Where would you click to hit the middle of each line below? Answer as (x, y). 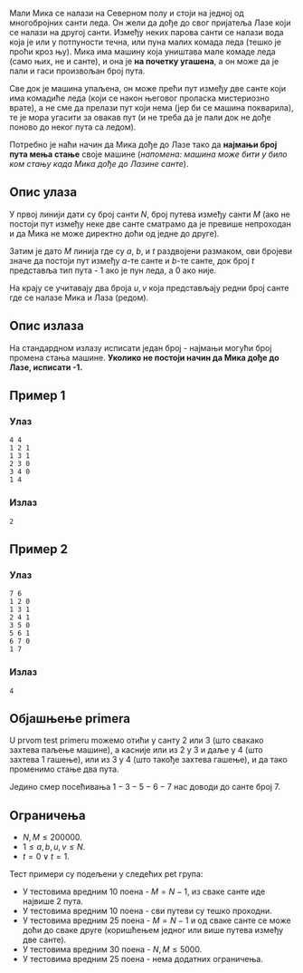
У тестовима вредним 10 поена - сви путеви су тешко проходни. (147, 911)
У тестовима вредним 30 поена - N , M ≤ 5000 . (112, 949)
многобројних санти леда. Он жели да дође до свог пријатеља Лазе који (150, 23)
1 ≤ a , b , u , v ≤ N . (54, 847)
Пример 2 (39, 549)
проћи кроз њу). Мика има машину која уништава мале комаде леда (142, 52)
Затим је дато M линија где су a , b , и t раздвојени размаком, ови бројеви (151, 251)
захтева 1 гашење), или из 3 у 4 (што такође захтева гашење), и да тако (148, 760)
